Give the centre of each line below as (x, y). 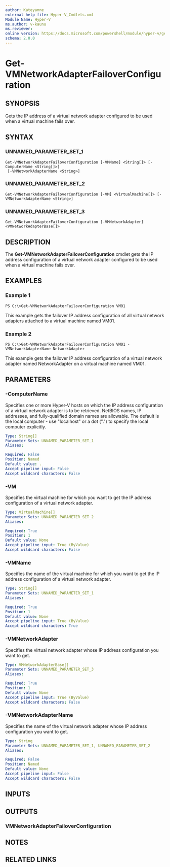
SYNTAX (19, 137)
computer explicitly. (26, 426)
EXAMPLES (24, 281)
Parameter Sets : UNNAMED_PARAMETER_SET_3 (50, 670)
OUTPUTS (22, 811)
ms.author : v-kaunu (26, 24)
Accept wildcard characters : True (42, 626)
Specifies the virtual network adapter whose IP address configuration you (82, 650)
